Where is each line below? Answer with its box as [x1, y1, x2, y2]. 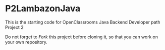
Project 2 [5, 24, 24, 30]
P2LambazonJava [5, 3, 81, 14]
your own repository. [5, 39, 48, 45]
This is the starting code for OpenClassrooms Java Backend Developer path [5, 19, 161, 25]
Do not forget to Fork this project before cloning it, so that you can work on [5, 34, 158, 40]
